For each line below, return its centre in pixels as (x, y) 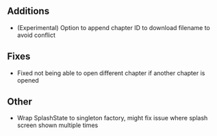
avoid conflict (36, 35)
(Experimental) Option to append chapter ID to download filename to (114, 27)
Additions (28, 11)
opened (28, 80)
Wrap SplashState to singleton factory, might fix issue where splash (112, 118)
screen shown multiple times (58, 125)
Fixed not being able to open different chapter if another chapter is (111, 73)
